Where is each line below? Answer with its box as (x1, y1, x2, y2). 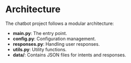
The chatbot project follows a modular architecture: (5, 20, 114, 26)
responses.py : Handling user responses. (12, 41, 100, 47)
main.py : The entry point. (12, 30, 67, 36)
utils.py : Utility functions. (12, 46, 67, 52)
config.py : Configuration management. (12, 36, 96, 42)
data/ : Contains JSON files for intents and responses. (12, 52, 126, 58)
